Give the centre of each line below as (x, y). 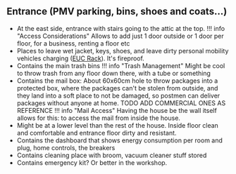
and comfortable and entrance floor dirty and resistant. (97, 133)
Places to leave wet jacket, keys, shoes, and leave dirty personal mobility (123, 51)
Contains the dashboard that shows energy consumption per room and (120, 140)
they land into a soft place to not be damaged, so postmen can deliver (118, 95)
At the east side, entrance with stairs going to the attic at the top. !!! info (121, 28)
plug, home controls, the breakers (66, 147)
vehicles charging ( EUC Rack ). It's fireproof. (81, 58)
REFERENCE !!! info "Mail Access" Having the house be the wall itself (117, 110)
